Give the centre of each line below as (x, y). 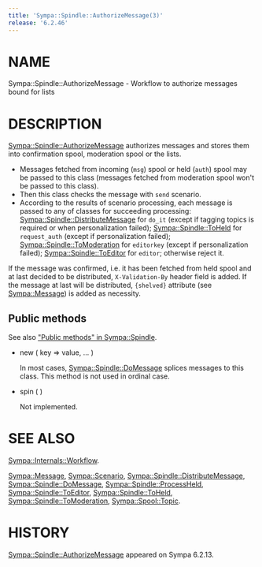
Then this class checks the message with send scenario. (111, 195)
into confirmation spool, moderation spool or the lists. (95, 154)
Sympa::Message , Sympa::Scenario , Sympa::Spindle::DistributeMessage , (127, 476)
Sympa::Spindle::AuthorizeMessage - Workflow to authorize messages (123, 84)
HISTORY (39, 533)
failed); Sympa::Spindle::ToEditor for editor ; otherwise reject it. (122, 253)
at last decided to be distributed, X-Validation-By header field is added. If (127, 277)
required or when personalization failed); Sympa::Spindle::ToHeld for (131, 228)
